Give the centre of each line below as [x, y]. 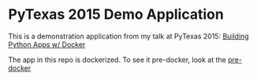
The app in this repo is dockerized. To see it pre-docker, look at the [117, 60]
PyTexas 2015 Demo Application [116, 15]
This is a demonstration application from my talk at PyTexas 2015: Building [129, 36]
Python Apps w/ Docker [47, 44]
